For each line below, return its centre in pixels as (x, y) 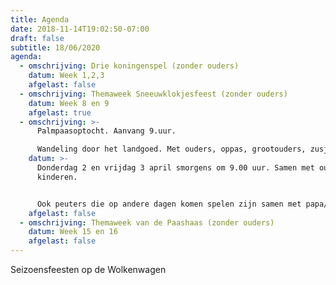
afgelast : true (60, 112)
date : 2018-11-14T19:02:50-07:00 (80, 29)
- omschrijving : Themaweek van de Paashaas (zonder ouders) (147, 222)
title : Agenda (40, 19)
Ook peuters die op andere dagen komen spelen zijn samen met (169, 204)
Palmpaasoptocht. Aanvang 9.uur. (106, 131)
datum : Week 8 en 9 (69, 103)
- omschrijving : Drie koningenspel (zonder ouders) (129, 66)
